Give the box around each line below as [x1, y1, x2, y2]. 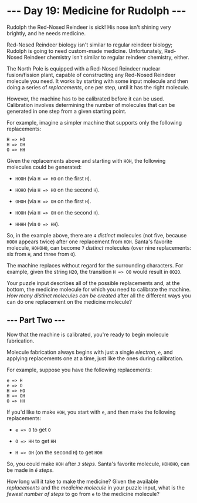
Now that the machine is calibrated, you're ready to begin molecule [6, 331, 169, 338]
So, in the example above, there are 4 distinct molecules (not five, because [6, 232, 187, 239]
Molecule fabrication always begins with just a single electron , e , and [6, 348, 173, 356]
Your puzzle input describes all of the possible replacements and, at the [6, 279, 181, 286]
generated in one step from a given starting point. [6, 108, 127, 115]
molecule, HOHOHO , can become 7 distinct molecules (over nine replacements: [6, 244, 192, 251]
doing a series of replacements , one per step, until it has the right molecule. [6, 83, 190, 90]
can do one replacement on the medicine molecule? [6, 298, 133, 305]
